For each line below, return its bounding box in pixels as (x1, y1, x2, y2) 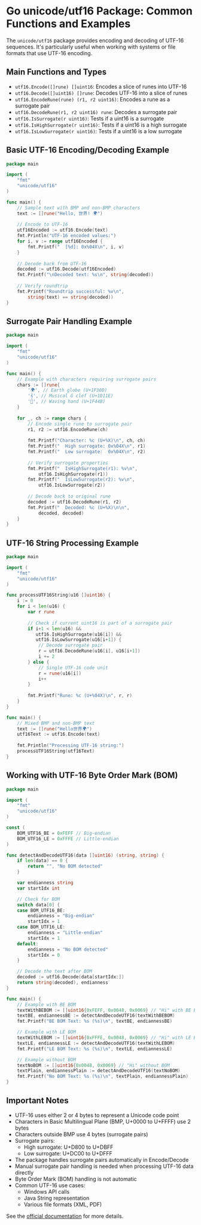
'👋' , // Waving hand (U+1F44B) (28, 399, 106, 405)
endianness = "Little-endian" (28, 930, 103, 936)
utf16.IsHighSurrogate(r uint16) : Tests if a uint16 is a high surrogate (14, 121, 187, 128)
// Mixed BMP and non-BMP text (17, 720, 95, 726)
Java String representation (23, 1194, 90, 1202)
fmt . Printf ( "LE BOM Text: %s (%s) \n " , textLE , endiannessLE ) (17, 1046, 172, 1052)
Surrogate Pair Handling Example (6, 316, 133, 327)
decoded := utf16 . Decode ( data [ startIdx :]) (17, 974, 124, 980)
